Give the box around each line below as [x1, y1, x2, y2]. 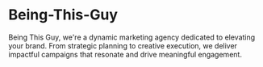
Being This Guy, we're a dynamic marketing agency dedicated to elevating [8, 32, 256, 42]
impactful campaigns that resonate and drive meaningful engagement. [8, 49, 242, 59]
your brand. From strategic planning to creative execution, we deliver [8, 40, 238, 50]
